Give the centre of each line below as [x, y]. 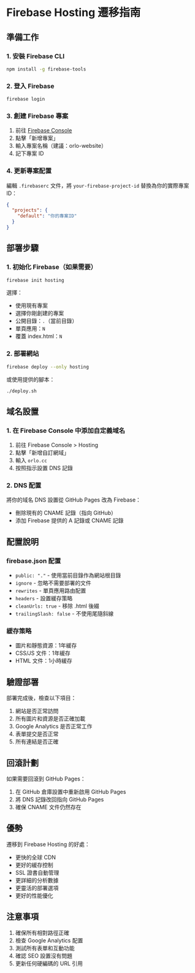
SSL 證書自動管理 [37, 872]
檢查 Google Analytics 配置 [49, 940]
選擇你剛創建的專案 [40, 313]
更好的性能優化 [34, 895]
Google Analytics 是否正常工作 [54, 727]
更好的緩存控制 [34, 864]
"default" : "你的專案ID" [47, 216]
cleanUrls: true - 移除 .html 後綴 [57, 606]
